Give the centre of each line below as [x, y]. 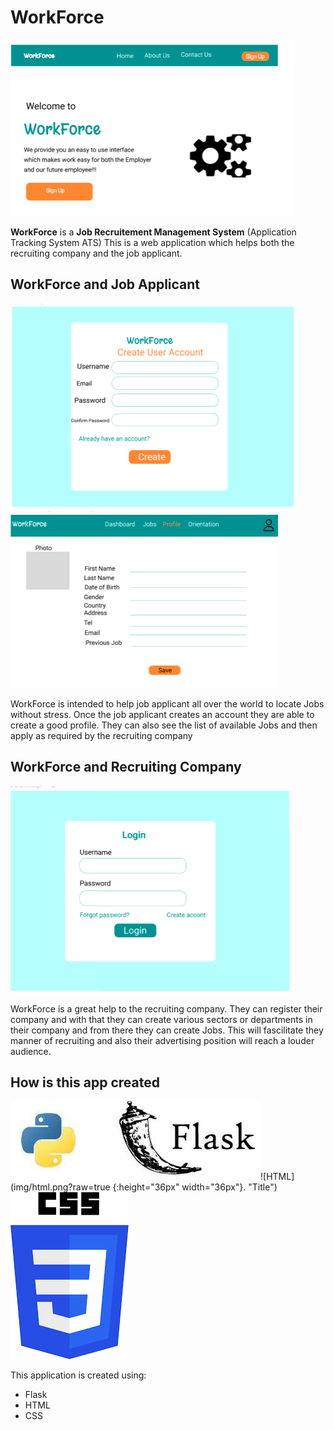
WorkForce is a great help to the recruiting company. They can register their [166, 1008]
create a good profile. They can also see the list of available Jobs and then [164, 725]
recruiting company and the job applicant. [96, 253]
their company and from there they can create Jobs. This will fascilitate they [167, 1030]
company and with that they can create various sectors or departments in [161, 1019]
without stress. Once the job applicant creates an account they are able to [162, 714]
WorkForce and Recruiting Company [126, 767]
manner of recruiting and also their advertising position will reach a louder [162, 1040]
